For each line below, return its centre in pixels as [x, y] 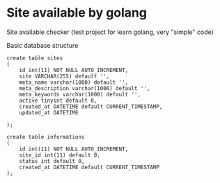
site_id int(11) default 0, [60, 155]
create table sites [35, 58]
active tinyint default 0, [58, 101]
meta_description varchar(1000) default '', [85, 88]
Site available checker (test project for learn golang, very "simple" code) [110, 32]
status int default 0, [52, 161]
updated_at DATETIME [49, 112]
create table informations [46, 137]
